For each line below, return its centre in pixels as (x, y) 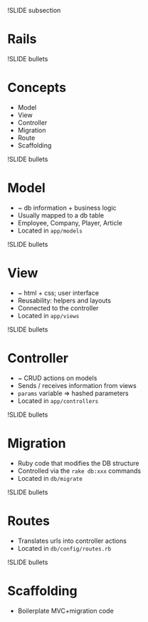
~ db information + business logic (67, 208)
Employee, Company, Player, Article (70, 223)
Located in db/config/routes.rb (64, 548)
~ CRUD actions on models (57, 378)
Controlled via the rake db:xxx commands (79, 471)
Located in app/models (50, 230)
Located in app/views (48, 315)
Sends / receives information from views (77, 385)
